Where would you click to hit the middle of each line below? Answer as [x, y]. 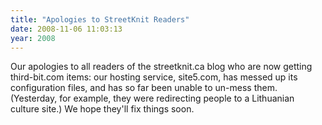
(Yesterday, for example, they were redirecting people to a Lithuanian [152, 98]
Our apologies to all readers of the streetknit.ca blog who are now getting [161, 67]
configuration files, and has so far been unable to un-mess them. [144, 88]
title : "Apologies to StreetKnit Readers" [100, 19]
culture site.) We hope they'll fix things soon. [102, 109]
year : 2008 [33, 38]
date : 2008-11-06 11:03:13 [66, 29]
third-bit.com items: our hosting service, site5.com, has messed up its [154, 77]
